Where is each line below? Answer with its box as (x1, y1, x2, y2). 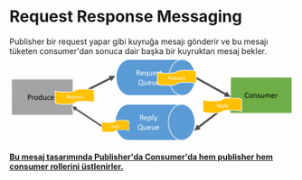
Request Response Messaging (9, 6, 242, 27)
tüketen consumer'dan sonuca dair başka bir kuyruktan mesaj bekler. (9, 45, 267, 56)
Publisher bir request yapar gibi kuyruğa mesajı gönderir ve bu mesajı (9, 36, 269, 47)
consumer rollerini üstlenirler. (9, 160, 124, 172)
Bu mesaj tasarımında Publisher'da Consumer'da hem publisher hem (9, 151, 274, 162)
